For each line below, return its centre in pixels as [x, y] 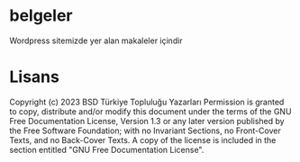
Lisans [35, 77]
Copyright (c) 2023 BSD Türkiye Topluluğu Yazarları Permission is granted [147, 102]
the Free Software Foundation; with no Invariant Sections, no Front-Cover [145, 130]
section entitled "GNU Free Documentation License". [107, 149]
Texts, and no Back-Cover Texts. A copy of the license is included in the [143, 139]
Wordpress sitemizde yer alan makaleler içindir [96, 40]
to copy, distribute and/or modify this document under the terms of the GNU [150, 111]
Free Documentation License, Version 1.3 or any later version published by [147, 121]
